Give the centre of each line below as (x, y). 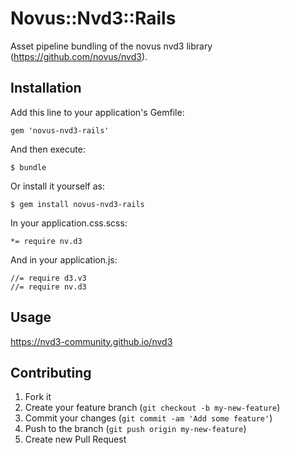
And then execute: (48, 149)
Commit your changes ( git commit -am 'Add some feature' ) (148, 418)
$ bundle (28, 167)
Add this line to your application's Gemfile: (97, 112)
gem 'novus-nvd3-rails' (60, 130)
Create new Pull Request (75, 439)
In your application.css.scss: (69, 223)
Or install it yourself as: (57, 186)
